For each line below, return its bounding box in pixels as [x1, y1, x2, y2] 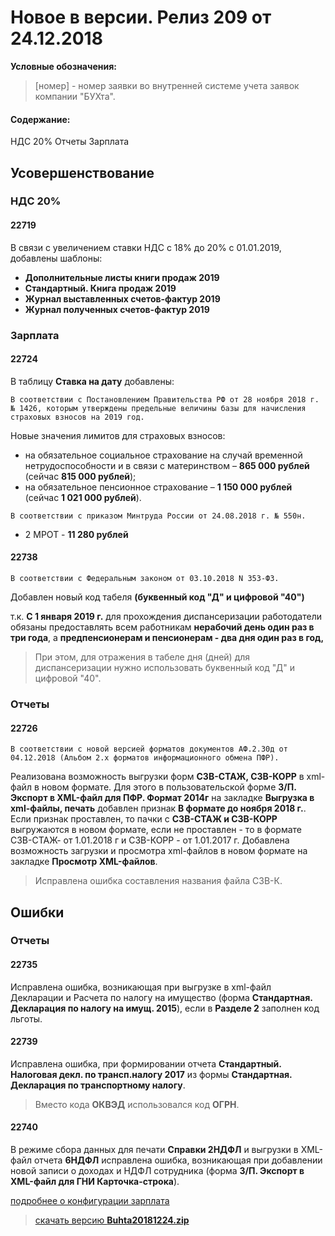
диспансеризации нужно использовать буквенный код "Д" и [34, 661, 295, 673]
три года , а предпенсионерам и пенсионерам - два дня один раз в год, [10, 631, 325, 643]
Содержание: [10, 113, 71, 125]
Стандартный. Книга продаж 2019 [24, 282, 177, 294]
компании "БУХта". [34, 90, 116, 102]
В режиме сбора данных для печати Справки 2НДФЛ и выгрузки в [10, 1144, 299, 1156]
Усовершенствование [10, 164, 155, 181]
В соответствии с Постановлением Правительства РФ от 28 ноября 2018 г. [10, 394, 320, 405]
